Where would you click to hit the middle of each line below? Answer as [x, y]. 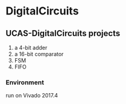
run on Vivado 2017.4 [32, 96]
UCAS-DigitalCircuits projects [63, 33]
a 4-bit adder [31, 47]
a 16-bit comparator [39, 54]
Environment [25, 82]
